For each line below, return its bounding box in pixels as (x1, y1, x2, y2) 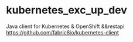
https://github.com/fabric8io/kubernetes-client (6, 29, 119, 36)
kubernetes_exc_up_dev (6, 3, 128, 17)
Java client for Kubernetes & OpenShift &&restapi (6, 23, 125, 30)
